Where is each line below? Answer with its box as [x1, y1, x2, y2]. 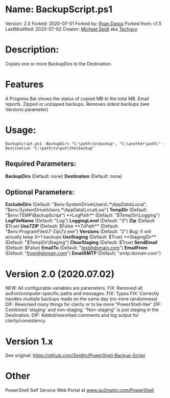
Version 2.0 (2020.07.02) [5, 268, 115, 279]
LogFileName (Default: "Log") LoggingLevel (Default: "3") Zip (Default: [5, 218, 156, 224]
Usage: [5, 124, 37, 136]
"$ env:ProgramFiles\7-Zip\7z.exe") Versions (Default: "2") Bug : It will [5, 228, 152, 235]
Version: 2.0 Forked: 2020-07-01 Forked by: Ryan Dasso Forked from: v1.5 [5, 20, 162, 27]
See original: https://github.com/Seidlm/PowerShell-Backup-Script [5, 353, 145, 359]
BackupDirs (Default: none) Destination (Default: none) [5, 173, 123, 179]
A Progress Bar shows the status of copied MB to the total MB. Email [5, 96, 150, 102]
